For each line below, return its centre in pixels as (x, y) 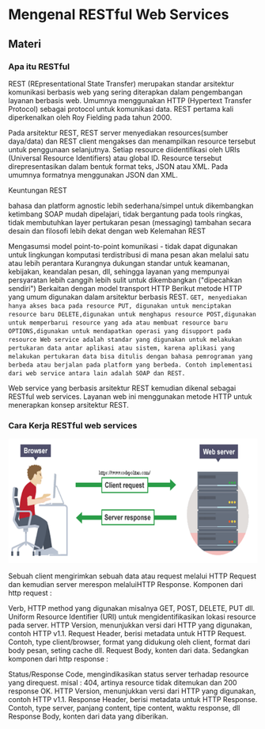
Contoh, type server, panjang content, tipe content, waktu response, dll (124, 708)
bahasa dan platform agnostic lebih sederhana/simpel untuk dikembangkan (131, 205)
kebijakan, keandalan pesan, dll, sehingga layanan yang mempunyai (119, 271)
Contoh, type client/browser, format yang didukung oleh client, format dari (129, 642)
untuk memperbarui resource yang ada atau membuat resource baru (118, 323)
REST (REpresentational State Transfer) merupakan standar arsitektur (121, 83)
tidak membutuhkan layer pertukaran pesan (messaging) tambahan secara (130, 222)
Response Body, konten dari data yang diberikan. (88, 716)
